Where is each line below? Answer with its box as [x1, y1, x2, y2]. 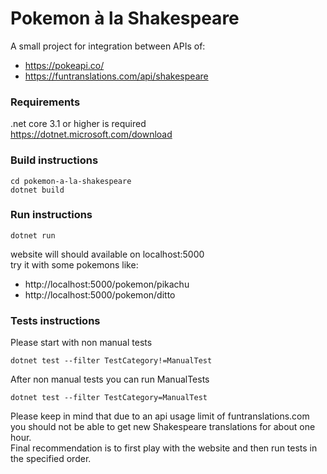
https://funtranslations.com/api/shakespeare [24, 70, 209, 82]
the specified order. [10, 453, 92, 465]
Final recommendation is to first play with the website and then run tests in [10, 442, 318, 454]
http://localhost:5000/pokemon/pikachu [24, 278, 190, 290]
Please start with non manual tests [10, 337, 153, 349]
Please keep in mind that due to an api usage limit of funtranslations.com [10, 410, 310, 422]
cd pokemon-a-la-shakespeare [10, 176, 132, 186]
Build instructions [10, 153, 99, 167]
